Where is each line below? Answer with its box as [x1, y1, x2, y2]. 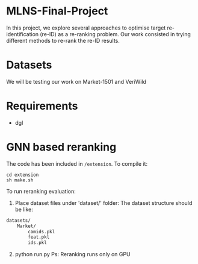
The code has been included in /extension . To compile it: [6, 160, 148, 167]
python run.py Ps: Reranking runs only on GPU [14, 251, 131, 258]
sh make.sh [6, 177, 34, 183]
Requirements [6, 99, 78, 113]
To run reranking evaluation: [6, 187, 76, 195]
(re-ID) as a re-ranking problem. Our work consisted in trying [40, 30, 191, 37]
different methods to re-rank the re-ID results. [6, 37, 120, 44]
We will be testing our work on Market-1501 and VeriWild [6, 78, 146, 85]
